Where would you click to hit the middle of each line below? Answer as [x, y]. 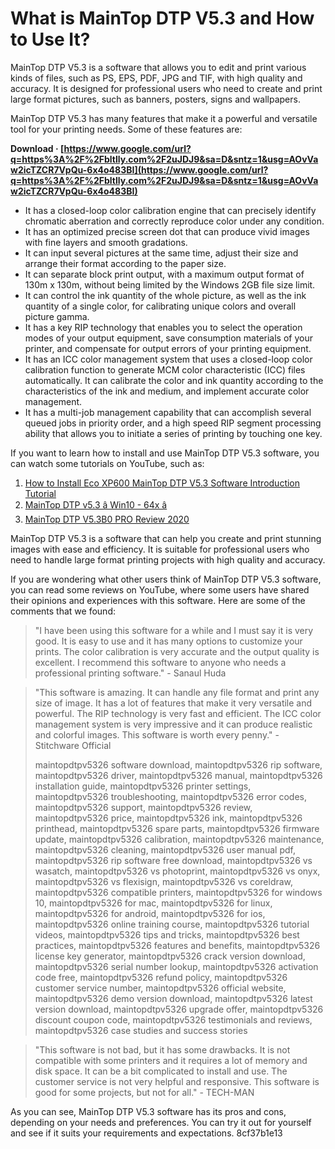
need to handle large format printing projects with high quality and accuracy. [168, 559]
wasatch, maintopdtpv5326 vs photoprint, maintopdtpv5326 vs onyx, [177, 871]
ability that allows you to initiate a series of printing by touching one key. [173, 433]
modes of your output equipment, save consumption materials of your [168, 338]
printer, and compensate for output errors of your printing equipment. [168, 348]
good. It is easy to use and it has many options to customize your [168, 641]
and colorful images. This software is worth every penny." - [157, 734]
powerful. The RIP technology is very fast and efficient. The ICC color [178, 713]
